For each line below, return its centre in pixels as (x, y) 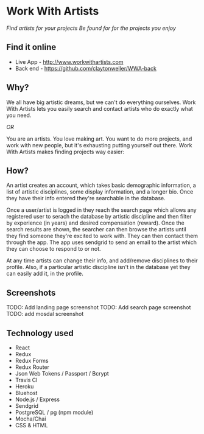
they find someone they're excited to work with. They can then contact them (102, 236)
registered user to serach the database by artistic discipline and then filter (99, 217)
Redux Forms (32, 361)
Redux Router (32, 367)
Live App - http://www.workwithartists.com (69, 61)
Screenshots (31, 292)
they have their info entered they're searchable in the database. (86, 198)
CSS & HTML (31, 425)
